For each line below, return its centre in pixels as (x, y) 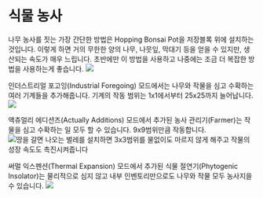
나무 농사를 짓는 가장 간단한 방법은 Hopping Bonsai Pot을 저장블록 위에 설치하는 (131, 39)
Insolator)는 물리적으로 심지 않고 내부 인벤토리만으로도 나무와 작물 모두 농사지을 (130, 176)
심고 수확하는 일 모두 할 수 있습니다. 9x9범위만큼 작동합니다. (114, 130)
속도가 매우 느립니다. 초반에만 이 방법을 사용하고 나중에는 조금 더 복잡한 (138, 59)
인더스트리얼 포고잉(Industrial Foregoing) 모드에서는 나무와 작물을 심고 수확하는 (131, 85)
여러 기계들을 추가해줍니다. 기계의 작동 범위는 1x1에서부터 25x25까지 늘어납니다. (131, 95)
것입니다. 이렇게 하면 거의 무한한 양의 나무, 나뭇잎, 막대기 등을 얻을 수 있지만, (125, 49)
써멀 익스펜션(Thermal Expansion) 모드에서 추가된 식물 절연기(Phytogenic (123, 166)
